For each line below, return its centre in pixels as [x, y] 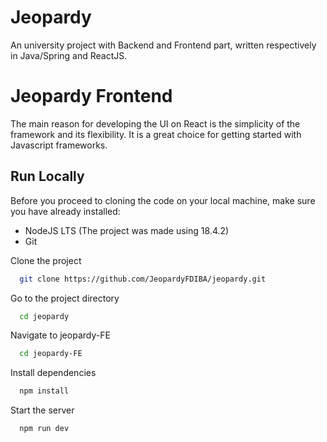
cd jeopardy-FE [51, 354]
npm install [44, 391]
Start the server [42, 410]
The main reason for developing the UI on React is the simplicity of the [155, 123]
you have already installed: [65, 211]
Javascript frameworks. [59, 145]
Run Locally [47, 176]
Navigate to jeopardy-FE [60, 335]
